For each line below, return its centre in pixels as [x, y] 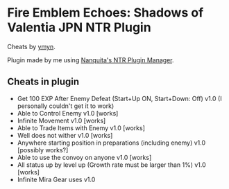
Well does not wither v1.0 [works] [65, 135]
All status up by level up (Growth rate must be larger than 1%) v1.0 [111, 165]
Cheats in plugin [43, 82]
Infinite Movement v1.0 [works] [61, 120]
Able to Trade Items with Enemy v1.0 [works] [81, 128]
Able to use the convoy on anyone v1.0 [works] [84, 157]
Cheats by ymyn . [31, 46]
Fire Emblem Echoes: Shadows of [105, 13]
